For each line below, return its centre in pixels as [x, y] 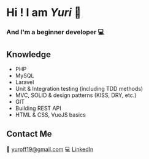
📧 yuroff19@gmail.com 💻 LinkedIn [50, 149]
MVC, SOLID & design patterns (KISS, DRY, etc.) [76, 95]
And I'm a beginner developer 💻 [55, 32]
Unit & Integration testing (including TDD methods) [79, 88]
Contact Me [29, 134]
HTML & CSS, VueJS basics [50, 114]
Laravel [25, 82]
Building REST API [38, 108]
